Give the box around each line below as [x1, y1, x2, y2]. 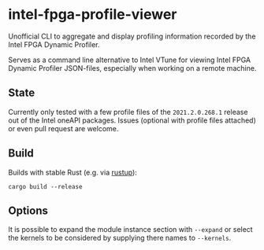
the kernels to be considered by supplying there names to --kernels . [8, 233, 232, 243]
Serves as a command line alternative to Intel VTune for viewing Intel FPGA [8, 55, 251, 64]
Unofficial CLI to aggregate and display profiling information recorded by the [8, 31, 256, 41]
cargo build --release [8, 182, 83, 190]
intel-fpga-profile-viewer [8, 6, 177, 24]
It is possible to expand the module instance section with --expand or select [8, 225, 254, 234]
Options [8, 204, 49, 217]
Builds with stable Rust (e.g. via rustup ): [8, 167, 138, 177]
